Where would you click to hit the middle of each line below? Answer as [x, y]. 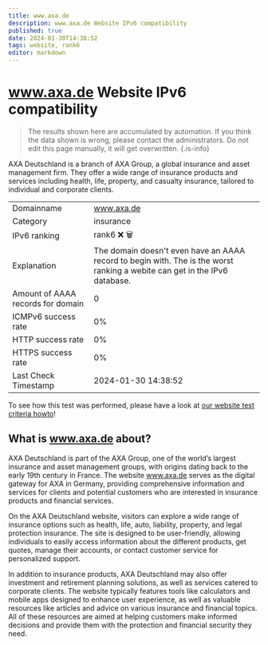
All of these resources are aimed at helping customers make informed [123, 616]
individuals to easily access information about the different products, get [128, 541]
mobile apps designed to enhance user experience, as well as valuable [124, 599]
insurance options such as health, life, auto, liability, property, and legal [125, 524]
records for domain [48, 303]
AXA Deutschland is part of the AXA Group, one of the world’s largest [122, 458]
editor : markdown [37, 53]
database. [112, 281]
